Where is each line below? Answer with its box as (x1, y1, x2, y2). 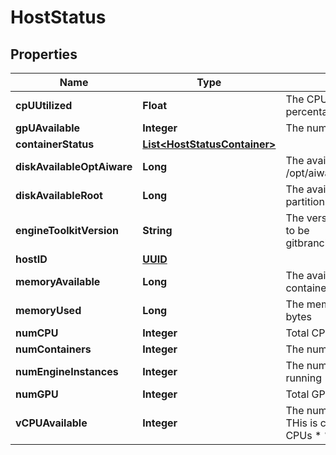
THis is (285, 416, 318, 430)
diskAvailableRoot (15, 189, 103, 202)
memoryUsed (15, 304, 82, 317)
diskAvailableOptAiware (15, 160, 133, 173)
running (285, 371, 322, 385)
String (142, 224, 173, 237)
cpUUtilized (15, 99, 73, 112)
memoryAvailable (15, 275, 101, 288)
